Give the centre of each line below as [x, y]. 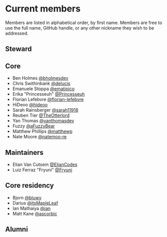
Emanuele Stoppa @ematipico [43, 89]
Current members [43, 9]
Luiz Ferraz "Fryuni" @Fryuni [42, 170]
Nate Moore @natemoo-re [39, 137]
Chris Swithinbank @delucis [41, 84]
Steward [18, 49]
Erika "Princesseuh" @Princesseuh [48, 94]
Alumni [17, 229]
